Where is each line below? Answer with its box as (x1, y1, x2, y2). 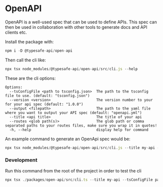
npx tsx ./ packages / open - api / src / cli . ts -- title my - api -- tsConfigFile (5, 177, 153, 182)
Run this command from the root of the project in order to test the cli (5, 168, 142, 173)
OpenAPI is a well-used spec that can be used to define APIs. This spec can (5, 19, 157, 25)
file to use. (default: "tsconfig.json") (5, 93, 90, 98)
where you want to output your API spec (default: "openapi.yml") (5, 110, 142, 115)
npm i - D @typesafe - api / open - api (5, 48, 73, 53)
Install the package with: (5, 38, 54, 44)
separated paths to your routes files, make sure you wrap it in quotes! (5, 123, 158, 128)
